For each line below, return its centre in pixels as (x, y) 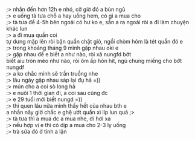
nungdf (15, 67)
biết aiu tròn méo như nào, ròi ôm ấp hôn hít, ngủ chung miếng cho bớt (94, 61)
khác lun (17, 28)
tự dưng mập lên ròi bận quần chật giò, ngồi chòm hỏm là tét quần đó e (94, 41)
